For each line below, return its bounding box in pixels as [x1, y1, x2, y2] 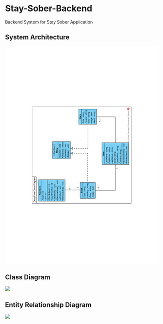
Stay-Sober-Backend [5, 3, 93, 14]
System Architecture [5, 33, 70, 41]
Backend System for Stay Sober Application [5, 19, 93, 25]
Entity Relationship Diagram [5, 301, 92, 309]
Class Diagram [5, 273, 50, 281]
